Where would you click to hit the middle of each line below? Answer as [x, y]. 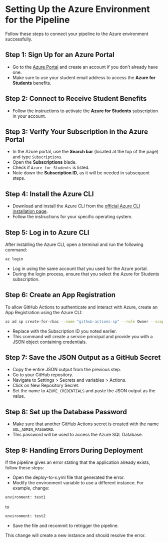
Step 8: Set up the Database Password [66, 412]
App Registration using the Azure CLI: [44, 312]
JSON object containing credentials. [49, 342]
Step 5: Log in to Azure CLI [47, 232]
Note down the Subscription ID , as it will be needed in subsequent [81, 173]
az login [14, 259]
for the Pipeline [37, 20]
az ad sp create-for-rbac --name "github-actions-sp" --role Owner [77, 322]
